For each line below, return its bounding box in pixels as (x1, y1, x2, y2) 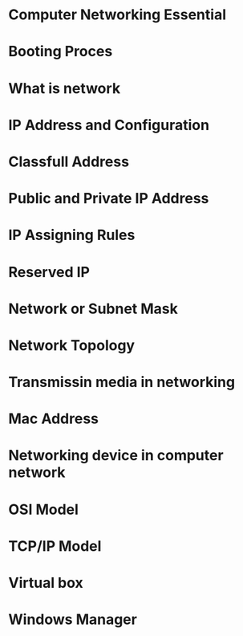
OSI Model (8, 500, 79, 519)
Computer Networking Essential (8, 6, 227, 24)
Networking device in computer (8, 446, 224, 465)
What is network (8, 79, 121, 97)
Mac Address (8, 410, 99, 428)
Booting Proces (8, 43, 113, 61)
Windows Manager (8, 610, 138, 629)
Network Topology (8, 336, 135, 354)
